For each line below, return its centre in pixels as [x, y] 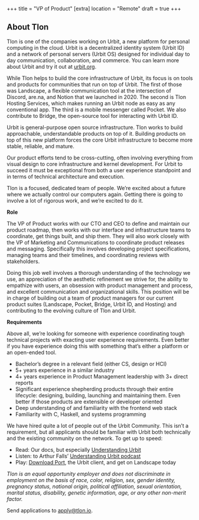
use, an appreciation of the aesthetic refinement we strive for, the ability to [97, 279]
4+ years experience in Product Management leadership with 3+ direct [102, 376]
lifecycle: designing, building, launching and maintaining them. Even [98, 395]
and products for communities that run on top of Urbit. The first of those [94, 84]
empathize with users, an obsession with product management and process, [100, 285]
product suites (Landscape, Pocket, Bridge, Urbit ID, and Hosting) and [92, 304]
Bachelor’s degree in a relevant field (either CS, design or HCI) [91, 364]
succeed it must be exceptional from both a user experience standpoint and [99, 170]
